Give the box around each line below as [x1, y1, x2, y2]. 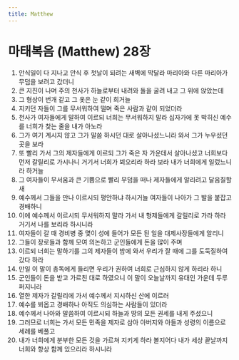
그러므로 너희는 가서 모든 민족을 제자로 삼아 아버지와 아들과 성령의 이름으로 [18, 318, 227, 326]
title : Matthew [8, 10, 54, 18]
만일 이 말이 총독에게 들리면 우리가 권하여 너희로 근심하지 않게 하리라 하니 [18, 264, 223, 273]
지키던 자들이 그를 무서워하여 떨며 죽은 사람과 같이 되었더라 [18, 104, 183, 113]
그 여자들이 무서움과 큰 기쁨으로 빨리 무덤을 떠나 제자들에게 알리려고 [18, 175, 208, 184]
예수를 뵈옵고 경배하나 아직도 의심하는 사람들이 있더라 [18, 300, 168, 309]
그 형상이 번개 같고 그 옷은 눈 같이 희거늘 [18, 95, 131, 103]
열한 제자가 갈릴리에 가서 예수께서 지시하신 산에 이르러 [18, 291, 170, 299]
